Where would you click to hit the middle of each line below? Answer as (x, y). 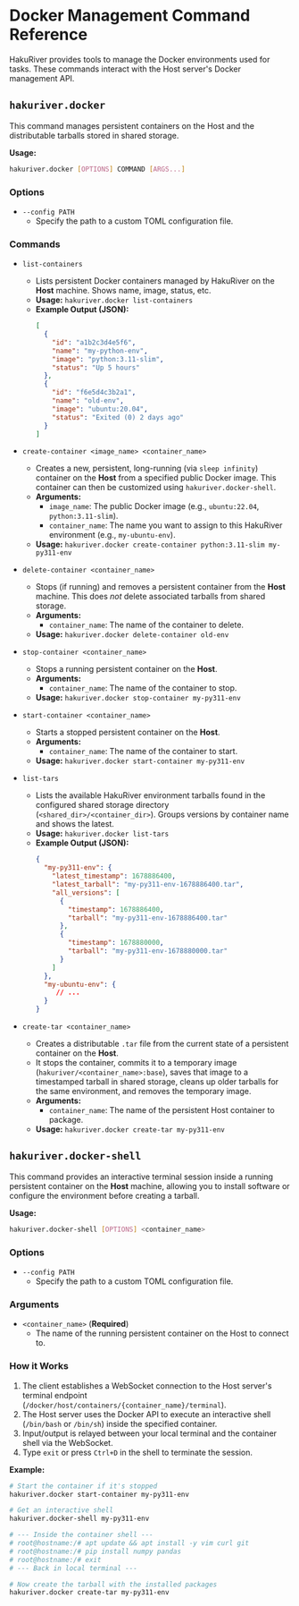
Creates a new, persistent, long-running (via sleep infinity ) (147, 468)
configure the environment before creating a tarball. (104, 1195)
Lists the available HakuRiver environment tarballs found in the (150, 795)
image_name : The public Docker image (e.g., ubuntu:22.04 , (154, 506)
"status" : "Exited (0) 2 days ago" (118, 417)
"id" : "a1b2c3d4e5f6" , (94, 342)
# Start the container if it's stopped (83, 1486)
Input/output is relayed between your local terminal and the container (149, 1433)
